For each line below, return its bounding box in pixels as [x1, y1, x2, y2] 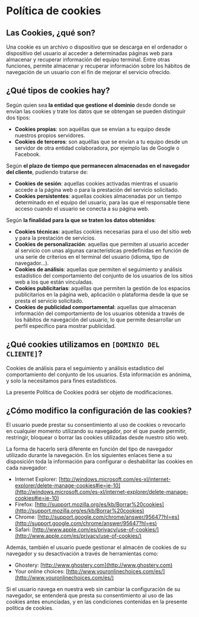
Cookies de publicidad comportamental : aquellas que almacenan [14, 303, 176, 310]
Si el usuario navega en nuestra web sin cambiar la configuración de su [6, 586, 181, 593]
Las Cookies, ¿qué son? [6, 28, 96, 38]
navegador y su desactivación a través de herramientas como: [6, 550, 159, 557]
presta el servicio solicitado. [14, 297, 84, 304]
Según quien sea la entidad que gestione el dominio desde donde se [6, 101, 176, 108]
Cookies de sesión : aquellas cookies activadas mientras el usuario [14, 179, 178, 187]
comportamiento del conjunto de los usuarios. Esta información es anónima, [6, 371, 192, 378]
